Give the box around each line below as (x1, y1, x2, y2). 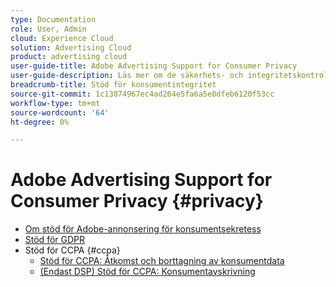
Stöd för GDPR (24, 234, 86, 246)
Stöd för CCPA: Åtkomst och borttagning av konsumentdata (39, 255, 285, 267)
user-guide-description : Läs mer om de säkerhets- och (10, 71, 244, 81)
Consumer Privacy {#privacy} (10, 190, 264, 213)
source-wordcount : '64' (10, 107, 110, 118)
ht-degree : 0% (10, 117, 70, 127)
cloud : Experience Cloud (10, 33, 114, 43)
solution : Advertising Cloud (10, 42, 132, 53)
